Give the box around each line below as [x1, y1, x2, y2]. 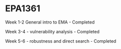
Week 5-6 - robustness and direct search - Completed [5, 38, 117, 44]
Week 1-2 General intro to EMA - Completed [5, 19, 95, 25]
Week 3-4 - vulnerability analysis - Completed [5, 28, 100, 34]
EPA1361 [5, 3, 41, 14]
